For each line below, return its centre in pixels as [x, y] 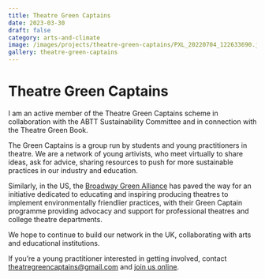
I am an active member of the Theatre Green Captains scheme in [113, 113]
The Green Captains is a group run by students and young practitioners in [128, 145]
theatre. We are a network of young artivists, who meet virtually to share [125, 153]
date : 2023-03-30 [37, 23]
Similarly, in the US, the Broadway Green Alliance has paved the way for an [130, 186]
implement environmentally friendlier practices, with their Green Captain [125, 202]
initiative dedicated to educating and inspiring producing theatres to [118, 194]
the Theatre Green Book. [48, 130]
